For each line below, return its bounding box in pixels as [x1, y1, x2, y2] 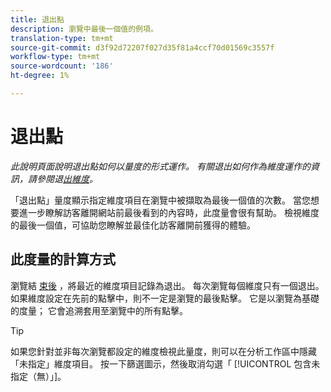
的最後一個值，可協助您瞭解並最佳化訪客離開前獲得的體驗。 [10, 219, 256, 231]
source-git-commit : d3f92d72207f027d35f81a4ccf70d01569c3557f [10, 42, 275, 53]
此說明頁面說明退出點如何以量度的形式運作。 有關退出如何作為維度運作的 [10, 160, 311, 172]
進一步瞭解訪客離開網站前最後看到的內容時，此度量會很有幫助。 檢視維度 [18, 206, 320, 218]
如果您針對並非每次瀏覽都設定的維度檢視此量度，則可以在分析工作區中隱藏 [10, 345, 317, 357]
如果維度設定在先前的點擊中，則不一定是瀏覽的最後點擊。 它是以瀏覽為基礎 [10, 292, 320, 304]
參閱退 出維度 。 [36, 172, 98, 185]
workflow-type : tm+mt [10, 52, 101, 62]
